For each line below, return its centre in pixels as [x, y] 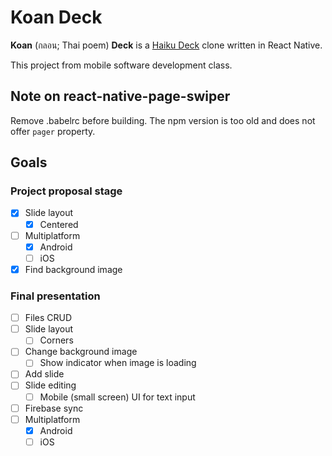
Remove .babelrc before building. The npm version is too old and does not [163, 120]
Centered [59, 224]
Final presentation [55, 296]
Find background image [73, 269]
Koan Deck [56, 17]
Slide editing [50, 385]
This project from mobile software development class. [121, 65]
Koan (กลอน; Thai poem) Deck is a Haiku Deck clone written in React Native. [166, 45]
